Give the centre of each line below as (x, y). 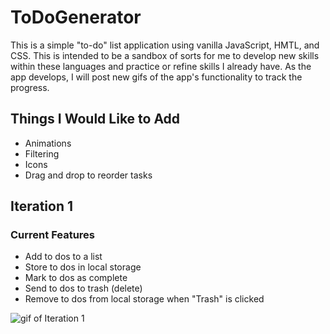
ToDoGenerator (76, 17)
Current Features (53, 235)
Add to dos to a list (63, 257)
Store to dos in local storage (83, 267)
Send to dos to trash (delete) (83, 288)
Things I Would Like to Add (95, 119)
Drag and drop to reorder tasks (88, 175)
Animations (48, 143)
